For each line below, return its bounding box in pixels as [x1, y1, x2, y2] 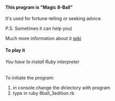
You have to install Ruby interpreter [5, 59, 80, 65]
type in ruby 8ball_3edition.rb [12, 90, 75, 96]
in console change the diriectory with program [12, 85, 111, 91]
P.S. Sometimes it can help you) [5, 26, 73, 32]
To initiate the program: [5, 75, 55, 80]
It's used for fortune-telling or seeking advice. [5, 15, 102, 22]
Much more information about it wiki [5, 35, 82, 42]
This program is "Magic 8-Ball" [5, 4, 73, 10]
